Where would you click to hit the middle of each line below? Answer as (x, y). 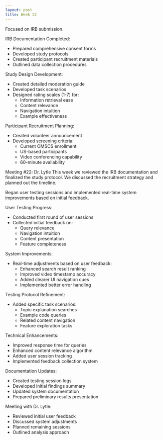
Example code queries (43, 315)
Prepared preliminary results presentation (55, 397)
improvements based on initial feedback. (47, 198)
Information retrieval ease (47, 100)
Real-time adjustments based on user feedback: (62, 263)
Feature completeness (43, 244)
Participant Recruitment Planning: (40, 126)
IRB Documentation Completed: (38, 39)
